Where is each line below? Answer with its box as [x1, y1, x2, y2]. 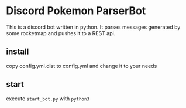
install [6, 47, 29, 57]
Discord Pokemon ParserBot [6, 4, 146, 18]
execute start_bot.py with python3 [6, 95, 89, 102]
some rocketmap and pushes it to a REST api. [6, 29, 116, 36]
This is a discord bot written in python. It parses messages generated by [6, 23, 181, 31]
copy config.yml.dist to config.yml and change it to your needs [6, 62, 157, 69]
